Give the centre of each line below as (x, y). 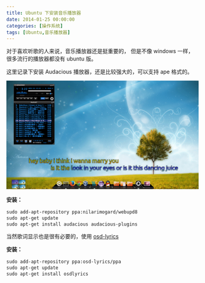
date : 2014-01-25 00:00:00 (41, 19)
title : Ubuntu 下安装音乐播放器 (44, 13)
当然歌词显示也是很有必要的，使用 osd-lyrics (63, 236)
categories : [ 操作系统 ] (34, 26)
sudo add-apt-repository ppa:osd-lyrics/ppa (64, 262)
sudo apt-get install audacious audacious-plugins (72, 224)
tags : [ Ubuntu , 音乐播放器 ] (38, 32)
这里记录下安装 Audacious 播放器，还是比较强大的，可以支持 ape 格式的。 (100, 72)
